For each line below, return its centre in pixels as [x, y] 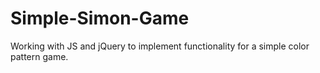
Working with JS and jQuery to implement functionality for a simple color [160, 46]
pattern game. [39, 56]
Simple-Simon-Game [100, 18]
